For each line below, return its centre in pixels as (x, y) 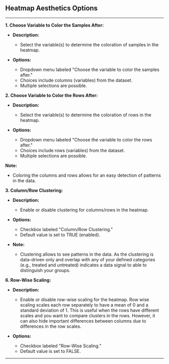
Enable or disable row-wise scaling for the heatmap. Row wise (84, 300)
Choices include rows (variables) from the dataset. (72, 150)
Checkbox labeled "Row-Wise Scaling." (61, 346)
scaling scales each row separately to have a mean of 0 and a (84, 305)
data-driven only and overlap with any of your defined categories (88, 259)
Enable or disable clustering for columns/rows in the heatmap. (84, 210)
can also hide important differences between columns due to (83, 321)
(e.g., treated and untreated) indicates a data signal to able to (83, 265)
